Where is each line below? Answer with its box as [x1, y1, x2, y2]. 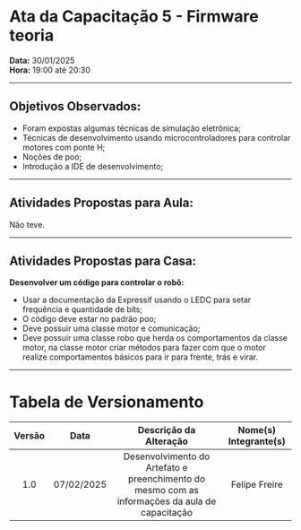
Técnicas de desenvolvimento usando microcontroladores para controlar [21, 132, 291, 143]
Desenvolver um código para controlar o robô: [9, 277, 185, 288]
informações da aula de [116, 495, 217, 508]
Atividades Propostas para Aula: [9, 195, 194, 211]
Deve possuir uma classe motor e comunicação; [21, 323, 201, 334]
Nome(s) [237, 424, 276, 437]
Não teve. [9, 219, 45, 230]
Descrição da [137, 424, 196, 437]
